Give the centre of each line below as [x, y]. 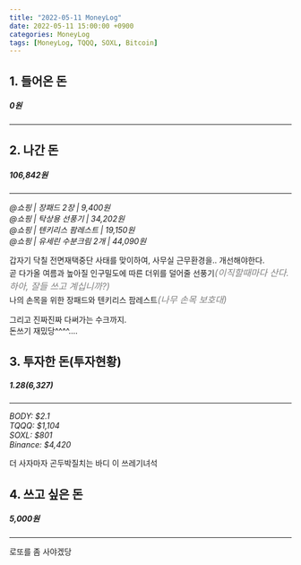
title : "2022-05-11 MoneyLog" [66, 17]
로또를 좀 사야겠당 [40, 552]
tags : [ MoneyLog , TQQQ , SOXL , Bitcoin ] [84, 43]
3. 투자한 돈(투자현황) [65, 362]
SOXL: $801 [31, 435]
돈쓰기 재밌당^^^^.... [43, 330]
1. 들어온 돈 [38, 81]
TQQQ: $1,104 [34, 426]
